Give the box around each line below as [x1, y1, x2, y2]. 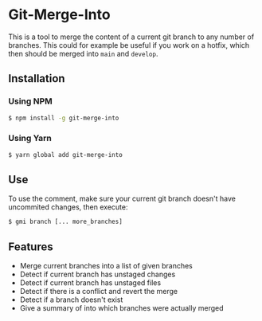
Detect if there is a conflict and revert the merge [19, 287, 178, 296]
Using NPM [8, 96, 53, 107]
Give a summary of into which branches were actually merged [19, 303, 225, 313]
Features [8, 240, 53, 253]
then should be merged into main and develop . [8, 49, 158, 58]
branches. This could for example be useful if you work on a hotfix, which [8, 40, 250, 49]
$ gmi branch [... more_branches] [8, 217, 123, 226]
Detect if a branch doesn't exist [19, 295, 123, 304]
